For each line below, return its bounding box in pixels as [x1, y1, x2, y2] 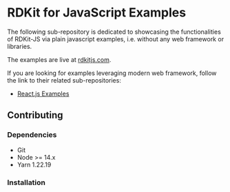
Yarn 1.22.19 [17, 160, 52, 169]
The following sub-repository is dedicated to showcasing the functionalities [7, 28, 222, 36]
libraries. [7, 42, 32, 50]
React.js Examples [17, 89, 70, 98]
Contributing [7, 109, 63, 121]
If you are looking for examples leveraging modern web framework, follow [7, 69, 217, 77]
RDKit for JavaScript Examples [7, 5, 187, 21]
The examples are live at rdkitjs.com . [7, 55, 112, 63]
